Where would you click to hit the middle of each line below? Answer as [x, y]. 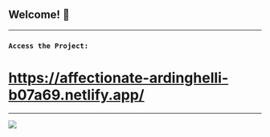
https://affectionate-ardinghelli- [119, 78]
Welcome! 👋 [39, 15]
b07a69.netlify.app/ [76, 95]
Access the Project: [49, 46]
